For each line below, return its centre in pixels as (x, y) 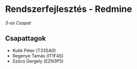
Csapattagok (26, 38)
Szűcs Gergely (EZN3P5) (38, 61)
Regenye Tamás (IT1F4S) (38, 56)
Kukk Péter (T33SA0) (34, 50)
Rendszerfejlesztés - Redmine (69, 9)
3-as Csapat (18, 23)
